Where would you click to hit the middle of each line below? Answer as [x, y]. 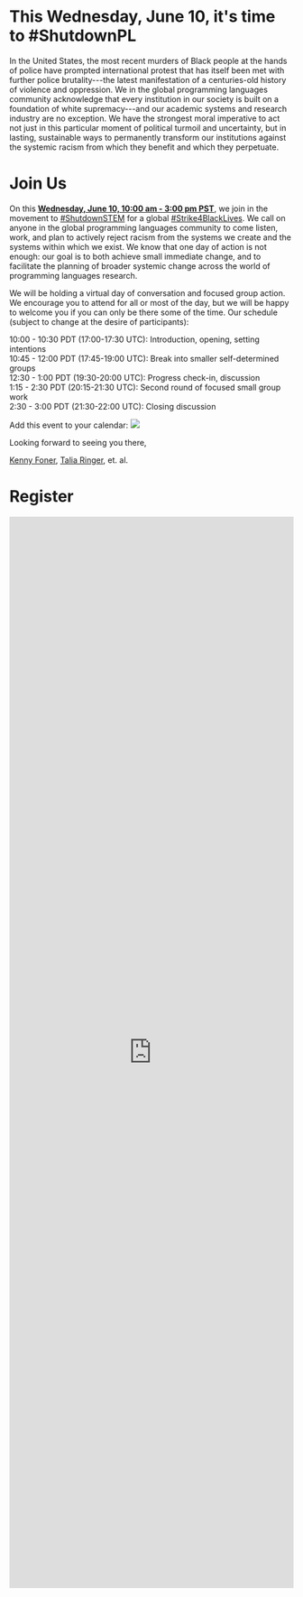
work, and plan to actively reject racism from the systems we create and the [150, 237]
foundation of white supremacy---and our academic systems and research [148, 108]
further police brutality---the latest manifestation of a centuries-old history [148, 79]
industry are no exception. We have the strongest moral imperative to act [145, 118]
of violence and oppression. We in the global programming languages [139, 89]
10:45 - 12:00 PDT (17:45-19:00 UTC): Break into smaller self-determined [144, 358]
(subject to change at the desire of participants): [99, 321]
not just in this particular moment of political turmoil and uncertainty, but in [148, 127]
